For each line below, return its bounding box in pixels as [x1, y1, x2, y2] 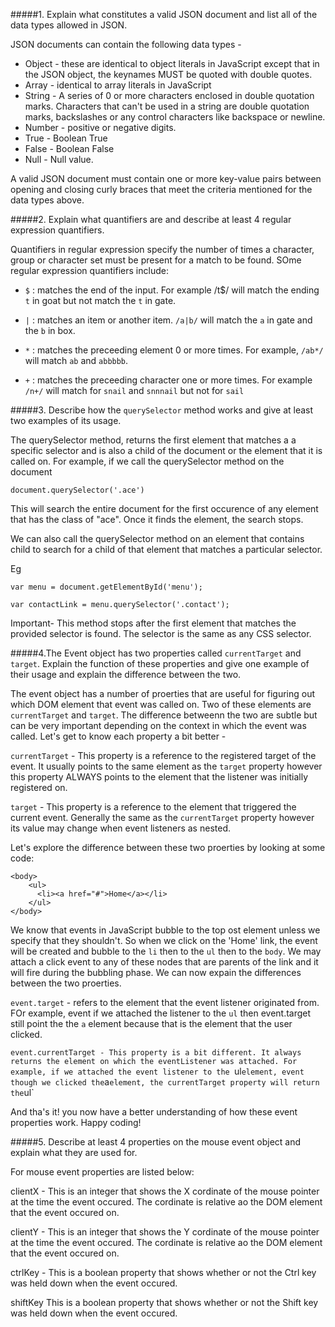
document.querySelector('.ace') [10, 485, 145, 495]
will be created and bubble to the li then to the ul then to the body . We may [10, 945, 322, 957]
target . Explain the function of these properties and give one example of [10, 658, 310, 669]
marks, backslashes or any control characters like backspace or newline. [24, 111, 326, 123]
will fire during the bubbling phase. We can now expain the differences [10, 967, 302, 978]
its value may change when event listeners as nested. [10, 822, 231, 834]
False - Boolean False [24, 143, 115, 154]
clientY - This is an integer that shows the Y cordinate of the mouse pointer [10, 1226, 320, 1238]
